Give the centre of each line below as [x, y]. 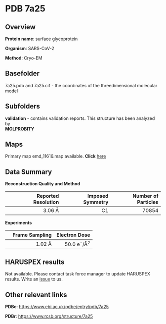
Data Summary [29, 172]
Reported [48, 196]
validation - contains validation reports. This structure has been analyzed [80, 118]
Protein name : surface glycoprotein [41, 39]
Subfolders [23, 106]
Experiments [19, 223]
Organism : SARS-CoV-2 [30, 48]
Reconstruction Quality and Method [43, 184]
